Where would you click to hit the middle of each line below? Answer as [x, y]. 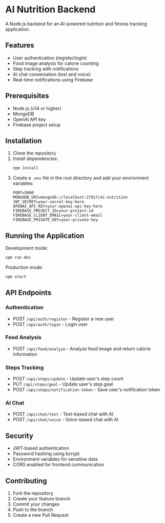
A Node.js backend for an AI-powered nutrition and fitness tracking [76, 24]
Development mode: [27, 248]
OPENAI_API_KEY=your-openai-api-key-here [57, 206]
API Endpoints [28, 293]
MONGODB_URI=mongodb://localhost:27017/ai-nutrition [70, 197]
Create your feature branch [42, 499]
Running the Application [45, 236]
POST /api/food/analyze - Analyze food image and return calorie [82, 348]
